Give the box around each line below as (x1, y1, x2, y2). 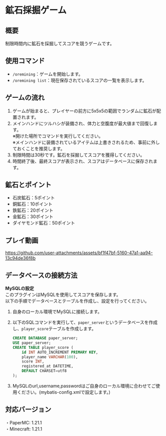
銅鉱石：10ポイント (12, 201, 53, 207)
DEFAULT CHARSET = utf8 (22, 369, 67, 374)
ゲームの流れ (5, 94, 45, 102)
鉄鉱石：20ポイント (12, 207, 54, 213)
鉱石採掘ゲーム (5, 5, 67, 16)
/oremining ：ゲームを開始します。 (12, 71, 83, 77)
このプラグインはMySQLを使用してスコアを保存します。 (5, 292, 121, 298)
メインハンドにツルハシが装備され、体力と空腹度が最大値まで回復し (12, 120, 153, 126)
